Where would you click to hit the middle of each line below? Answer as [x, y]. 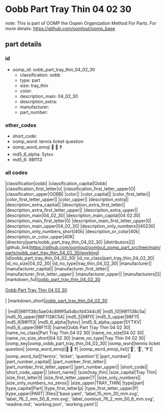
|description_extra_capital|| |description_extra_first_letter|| [65, 205]
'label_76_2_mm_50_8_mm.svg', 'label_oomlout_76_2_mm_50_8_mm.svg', [80, 399]
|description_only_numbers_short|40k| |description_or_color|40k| [72, 231]
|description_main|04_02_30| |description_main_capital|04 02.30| [73, 216]
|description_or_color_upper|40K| [40, 237]
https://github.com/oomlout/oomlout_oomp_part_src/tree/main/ [95, 247]
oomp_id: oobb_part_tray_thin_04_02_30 [54, 69]
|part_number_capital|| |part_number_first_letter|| [56, 362]
